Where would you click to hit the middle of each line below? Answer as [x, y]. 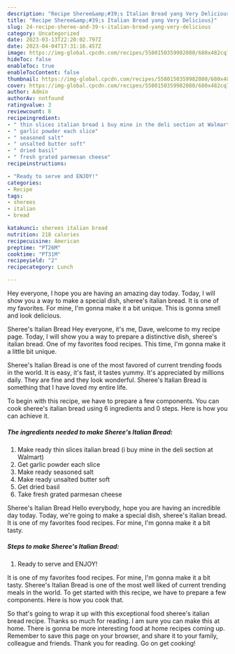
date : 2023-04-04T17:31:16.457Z [54, 46]
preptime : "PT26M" [34, 247]
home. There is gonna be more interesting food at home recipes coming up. [116, 628]
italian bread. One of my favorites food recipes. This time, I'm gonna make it [116, 344]
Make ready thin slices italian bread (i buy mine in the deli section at [115, 449]
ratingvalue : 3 [29, 105]
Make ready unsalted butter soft [64, 479]
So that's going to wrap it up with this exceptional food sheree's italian [108, 613]
